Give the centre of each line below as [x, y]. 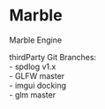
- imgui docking [38, 85]
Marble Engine [36, 40]
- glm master [32, 95]
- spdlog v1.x [33, 66]
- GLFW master [37, 75]
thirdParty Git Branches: [53, 57]
